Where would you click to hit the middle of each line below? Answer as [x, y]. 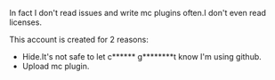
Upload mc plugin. [56, 66]
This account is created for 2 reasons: [79, 40]
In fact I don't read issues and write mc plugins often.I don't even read [138, 13]
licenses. [26, 22]
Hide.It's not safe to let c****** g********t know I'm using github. [142, 56]
